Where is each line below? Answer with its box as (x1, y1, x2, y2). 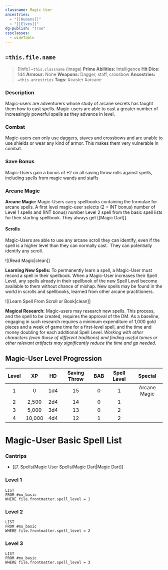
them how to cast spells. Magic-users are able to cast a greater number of (5, 106, 158, 112)
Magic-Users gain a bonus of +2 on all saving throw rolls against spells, (5, 169, 152, 175)
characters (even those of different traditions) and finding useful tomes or (5, 335, 157, 341)
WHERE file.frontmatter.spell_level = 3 (5, 560, 91, 565)
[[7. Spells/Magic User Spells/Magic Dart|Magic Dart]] (12, 464, 123, 470)
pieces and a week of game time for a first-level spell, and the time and (5, 324, 151, 330)
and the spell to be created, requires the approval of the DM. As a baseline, (5, 314, 160, 320)
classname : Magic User (5, 7, 52, 13)
